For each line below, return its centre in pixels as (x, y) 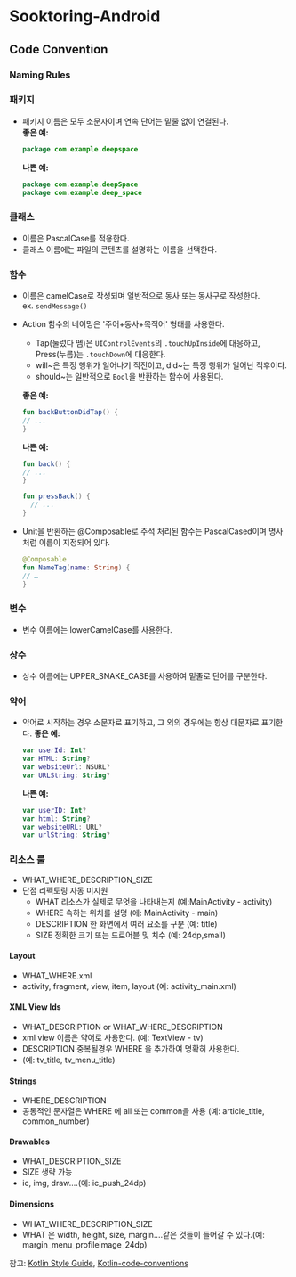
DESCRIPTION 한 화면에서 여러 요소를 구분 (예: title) (126, 923)
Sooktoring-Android (85, 16)
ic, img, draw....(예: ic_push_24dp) (84, 1183)
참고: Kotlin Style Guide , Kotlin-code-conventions (99, 1263)
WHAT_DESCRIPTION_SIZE (72, 1161)
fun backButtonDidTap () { (70, 413)
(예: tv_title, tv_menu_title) (68, 1060)
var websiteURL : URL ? (62, 827)
